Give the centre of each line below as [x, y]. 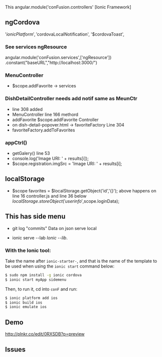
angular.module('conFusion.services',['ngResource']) [58, 58]
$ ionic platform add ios [31, 298]
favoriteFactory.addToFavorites [43, 130]
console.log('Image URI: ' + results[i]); [50, 158]
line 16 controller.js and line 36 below [49, 196]
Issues [15, 349]
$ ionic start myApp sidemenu [36, 280]
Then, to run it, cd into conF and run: [41, 289]
